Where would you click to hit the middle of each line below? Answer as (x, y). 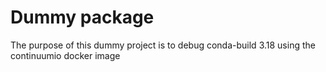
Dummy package (82, 17)
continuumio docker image (65, 55)
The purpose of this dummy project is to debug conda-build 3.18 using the (163, 45)
